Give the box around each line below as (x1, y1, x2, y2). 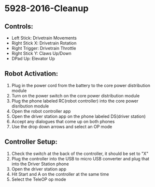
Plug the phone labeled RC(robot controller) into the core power (11, 98, 139, 104)
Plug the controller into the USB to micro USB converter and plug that (11, 156, 150, 161)
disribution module (11, 103, 49, 109)
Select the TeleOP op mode (11, 176, 66, 182)
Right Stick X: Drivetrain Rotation (11, 40, 77, 46)
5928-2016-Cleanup (4, 3, 89, 14)
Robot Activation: (4, 70, 58, 78)
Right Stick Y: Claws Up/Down (11, 50, 72, 56)
